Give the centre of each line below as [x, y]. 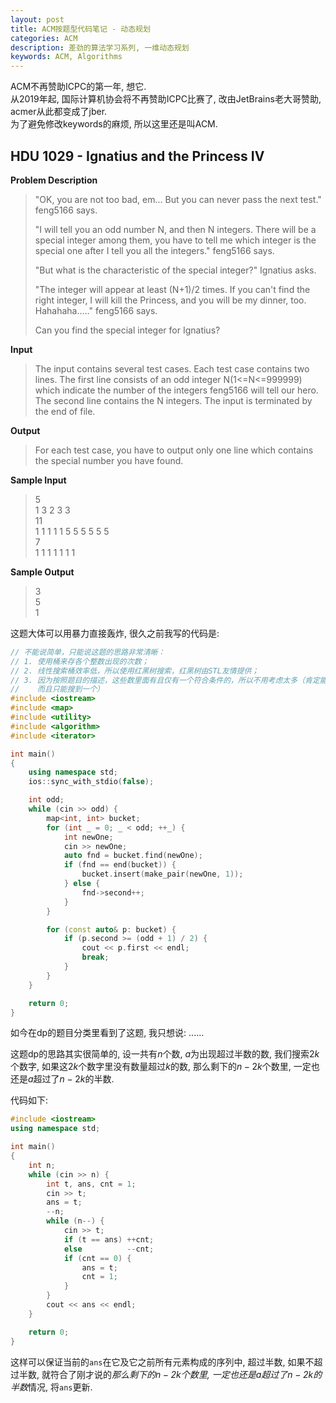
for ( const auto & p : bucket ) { [111, 929]
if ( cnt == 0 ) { [97, 1258]
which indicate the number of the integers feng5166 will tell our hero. [176, 390]
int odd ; [46, 800]
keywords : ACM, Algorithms [66, 57]
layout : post [37, 19]
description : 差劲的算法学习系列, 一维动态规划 [100, 47]
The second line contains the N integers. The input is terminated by [173, 400]
